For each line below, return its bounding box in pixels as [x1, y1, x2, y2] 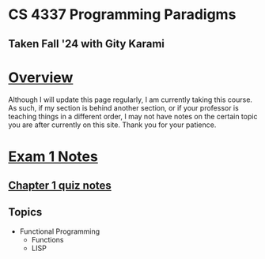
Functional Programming [19, 227, 100, 236]
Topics [8, 205, 43, 219]
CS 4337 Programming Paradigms [8, 6, 237, 24]
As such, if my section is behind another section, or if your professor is [8, 103, 239, 112]
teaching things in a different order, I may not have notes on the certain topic [8, 111, 258, 121]
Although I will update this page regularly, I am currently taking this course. [8, 95, 253, 104]
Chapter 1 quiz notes [8, 179, 112, 193]
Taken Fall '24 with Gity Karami [8, 37, 165, 51]
